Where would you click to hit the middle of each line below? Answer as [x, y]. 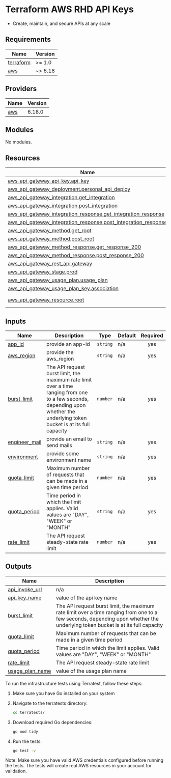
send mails [59, 445]
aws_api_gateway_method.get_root [50, 231]
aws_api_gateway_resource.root [46, 300]
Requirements [28, 39]
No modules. [19, 142]
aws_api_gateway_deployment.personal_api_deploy [69, 189]
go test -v [24, 751]
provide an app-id [68, 344]
